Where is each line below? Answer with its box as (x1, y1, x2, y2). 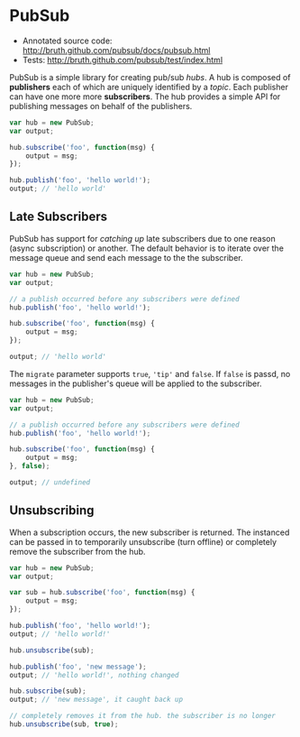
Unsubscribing (9, 502, 95, 519)
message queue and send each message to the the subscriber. (9, 252, 243, 263)
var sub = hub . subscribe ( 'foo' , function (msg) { (9, 588, 195, 597)
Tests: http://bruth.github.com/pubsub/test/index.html (22, 54, 223, 65)
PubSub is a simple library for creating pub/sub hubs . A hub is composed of (9, 71, 291, 82)
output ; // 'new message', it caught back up (9, 696, 183, 705)
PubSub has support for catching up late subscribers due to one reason (9, 233, 277, 244)
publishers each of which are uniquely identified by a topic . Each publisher (9, 81, 288, 92)
